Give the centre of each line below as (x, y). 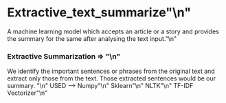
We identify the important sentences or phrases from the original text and (111, 71)
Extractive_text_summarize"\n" (99, 13)
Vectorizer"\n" (27, 93)
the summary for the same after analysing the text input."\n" (92, 38)
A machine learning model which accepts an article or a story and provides (113, 31)
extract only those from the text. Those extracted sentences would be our (112, 78)
